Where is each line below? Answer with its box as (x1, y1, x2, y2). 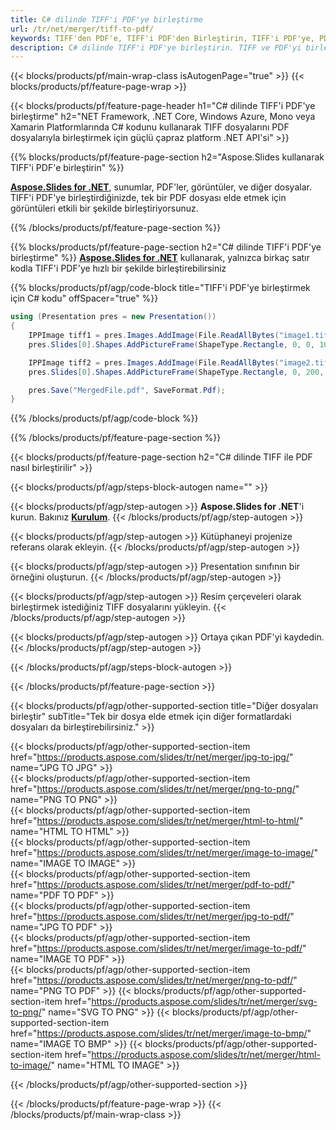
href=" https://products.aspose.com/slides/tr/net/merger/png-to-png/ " (10, 783, 300, 795)
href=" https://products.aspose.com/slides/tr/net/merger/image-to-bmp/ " (10, 1027, 312, 1040)
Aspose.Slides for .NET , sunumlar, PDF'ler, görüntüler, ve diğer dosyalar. (10, 181, 312, 193)
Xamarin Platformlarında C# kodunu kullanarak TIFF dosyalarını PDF (10, 121, 290, 133)
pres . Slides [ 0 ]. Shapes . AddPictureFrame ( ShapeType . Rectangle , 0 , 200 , (28, 367, 325, 377)
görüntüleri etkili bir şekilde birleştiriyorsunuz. (10, 202, 199, 215)
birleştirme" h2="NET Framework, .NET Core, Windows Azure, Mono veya (10, 111, 316, 123)
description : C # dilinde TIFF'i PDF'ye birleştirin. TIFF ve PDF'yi (10, 42, 302, 53)
